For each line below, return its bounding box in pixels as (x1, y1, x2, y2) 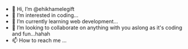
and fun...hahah (11, 30, 50, 37)
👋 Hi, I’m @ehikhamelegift (11, 6, 75, 12)
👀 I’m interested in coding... (11, 12, 79, 19)
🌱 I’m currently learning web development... (11, 18, 118, 24)
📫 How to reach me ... (11, 37, 67, 44)
